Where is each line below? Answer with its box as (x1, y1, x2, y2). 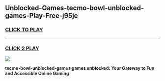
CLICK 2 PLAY (5, 45, 39, 52)
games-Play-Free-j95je (5, 12, 78, 20)
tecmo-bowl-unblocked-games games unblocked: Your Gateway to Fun (5, 65, 155, 71)
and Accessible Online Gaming (5, 70, 69, 76)
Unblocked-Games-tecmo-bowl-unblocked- (5, 4, 144, 12)
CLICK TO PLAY (5, 27, 43, 33)
